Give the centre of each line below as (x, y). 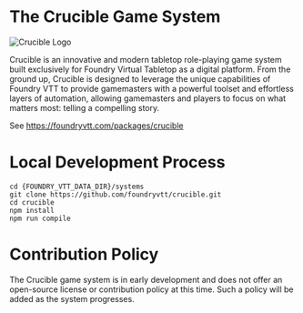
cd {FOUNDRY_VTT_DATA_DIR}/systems (77, 187)
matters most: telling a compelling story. (85, 107)
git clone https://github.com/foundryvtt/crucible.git (116, 194)
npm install (32, 210)
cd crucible (32, 202)
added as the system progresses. (72, 298)
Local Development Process (117, 162)
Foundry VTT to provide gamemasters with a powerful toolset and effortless (151, 88)
